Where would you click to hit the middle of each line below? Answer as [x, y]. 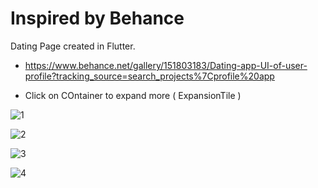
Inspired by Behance [97, 18]
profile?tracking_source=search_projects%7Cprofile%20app [149, 76]
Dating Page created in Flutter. [73, 46]
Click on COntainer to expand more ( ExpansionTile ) [133, 95]
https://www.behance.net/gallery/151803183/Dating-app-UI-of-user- [166, 65]
